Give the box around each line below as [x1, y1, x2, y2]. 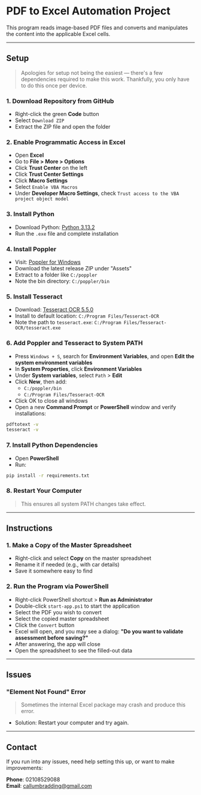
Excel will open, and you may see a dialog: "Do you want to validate [14, 628, 184, 635]
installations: [14, 410, 47, 417]
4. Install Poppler [6, 245, 57, 253]
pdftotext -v [6, 421, 39, 427]
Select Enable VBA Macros [14, 184, 78, 191]
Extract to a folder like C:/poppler [14, 271, 98, 278]
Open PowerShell [14, 455, 59, 462]
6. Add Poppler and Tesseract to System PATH [6, 339, 143, 348]
